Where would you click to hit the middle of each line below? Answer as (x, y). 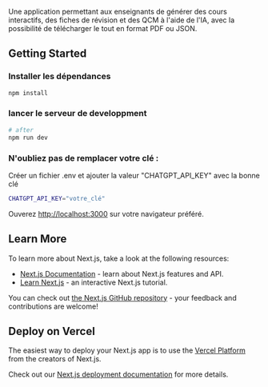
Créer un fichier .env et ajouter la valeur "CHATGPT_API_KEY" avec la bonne (134, 175)
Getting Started (48, 54)
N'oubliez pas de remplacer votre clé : (84, 158)
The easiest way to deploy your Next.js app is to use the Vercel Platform (127, 350)
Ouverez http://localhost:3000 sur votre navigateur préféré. (106, 213)
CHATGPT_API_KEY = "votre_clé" (57, 198)
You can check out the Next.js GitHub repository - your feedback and (123, 297)
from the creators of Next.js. (55, 359)
